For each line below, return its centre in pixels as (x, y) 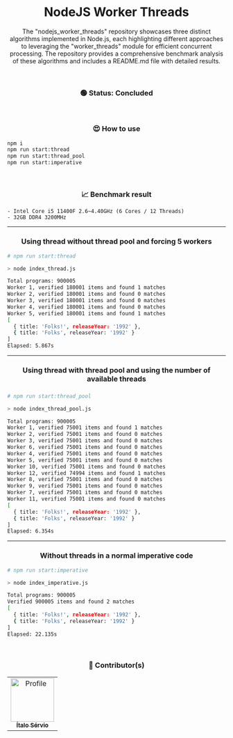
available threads (116, 379)
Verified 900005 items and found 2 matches (71, 602)
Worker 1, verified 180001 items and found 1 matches (87, 288)
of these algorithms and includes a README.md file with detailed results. (116, 61)
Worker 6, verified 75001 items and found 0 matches (85, 447)
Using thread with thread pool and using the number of (116, 370)
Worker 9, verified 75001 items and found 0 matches (85, 486)
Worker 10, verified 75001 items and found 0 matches (87, 466)
